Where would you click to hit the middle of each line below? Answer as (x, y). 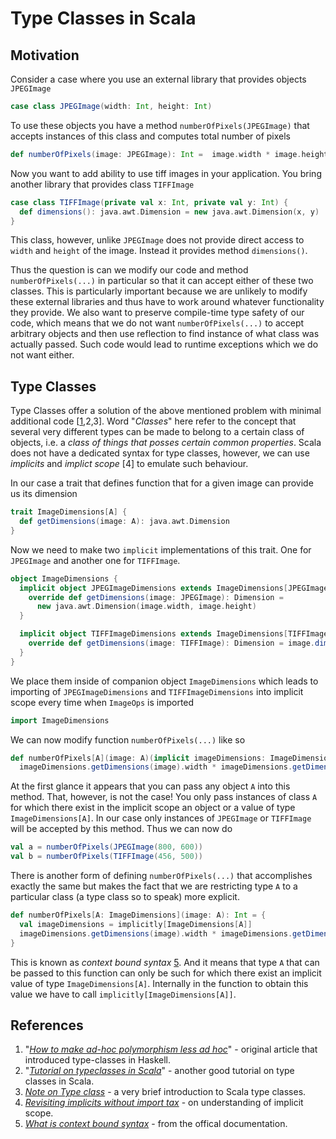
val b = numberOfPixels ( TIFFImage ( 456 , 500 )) (106, 857)
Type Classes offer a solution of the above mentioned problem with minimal (166, 411)
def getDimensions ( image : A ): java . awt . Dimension (124, 522)
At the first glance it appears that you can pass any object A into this (150, 786)
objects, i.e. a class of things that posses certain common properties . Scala (166, 443)
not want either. (42, 355)
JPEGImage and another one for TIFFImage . (95, 560)
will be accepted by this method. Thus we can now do (121, 829)
